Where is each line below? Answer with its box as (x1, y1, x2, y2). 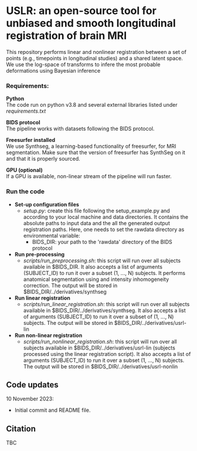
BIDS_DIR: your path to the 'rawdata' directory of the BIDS (32, 238, 173, 245)
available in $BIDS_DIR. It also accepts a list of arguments (23, 263, 163, 270)
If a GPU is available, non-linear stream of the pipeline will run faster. (6, 173, 172, 180)
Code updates (6, 379, 59, 389)
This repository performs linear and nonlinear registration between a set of (6, 48, 186, 55)
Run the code (6, 188, 45, 196)
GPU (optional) (6, 167, 43, 174)
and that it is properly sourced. (6, 155, 80, 162)
